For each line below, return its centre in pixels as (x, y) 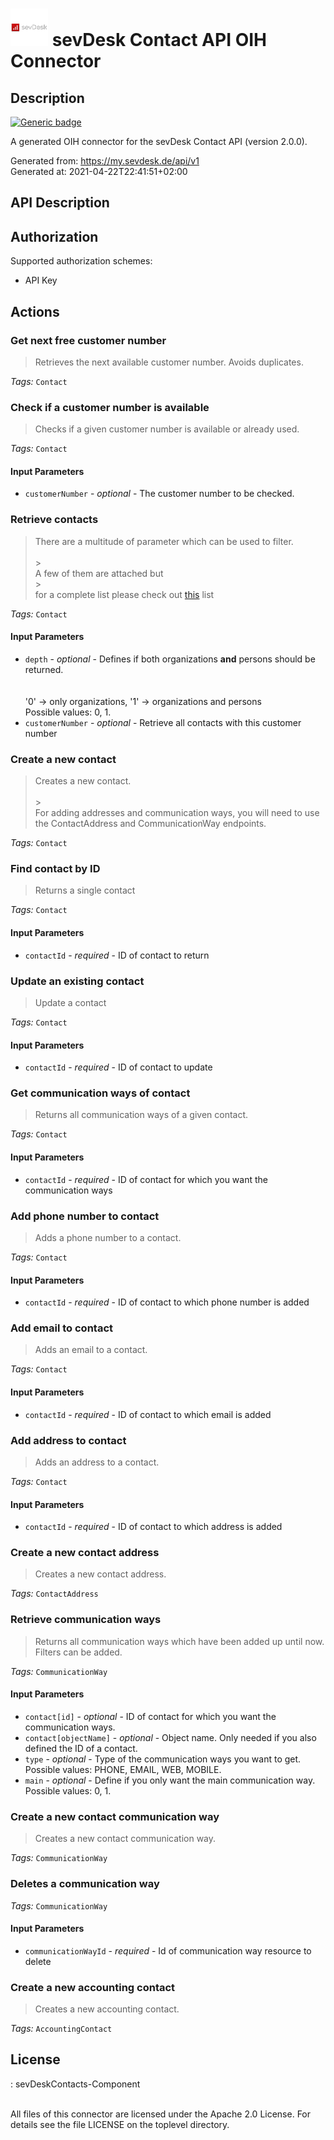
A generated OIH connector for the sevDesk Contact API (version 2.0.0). (159, 141)
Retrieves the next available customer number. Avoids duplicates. (169, 362)
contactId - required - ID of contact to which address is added (153, 1527)
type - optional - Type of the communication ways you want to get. (163, 1759)
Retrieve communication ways (86, 1620)
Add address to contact (68, 1440)
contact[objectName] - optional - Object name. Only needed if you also (170, 1737)
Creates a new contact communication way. (125, 1839)
